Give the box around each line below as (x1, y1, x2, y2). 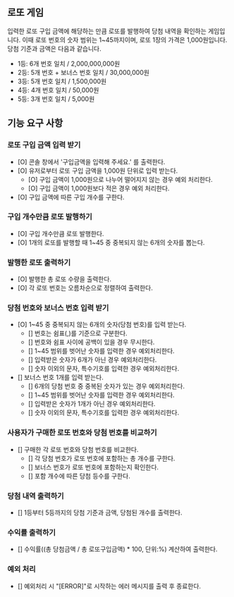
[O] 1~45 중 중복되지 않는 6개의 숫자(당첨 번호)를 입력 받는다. (17, 320, 187, 329)
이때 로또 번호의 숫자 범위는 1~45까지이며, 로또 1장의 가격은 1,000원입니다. (22, 35, 228, 44)
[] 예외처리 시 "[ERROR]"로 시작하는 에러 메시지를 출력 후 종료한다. (17, 581, 202, 590)
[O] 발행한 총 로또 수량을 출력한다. (17, 275, 111, 283)
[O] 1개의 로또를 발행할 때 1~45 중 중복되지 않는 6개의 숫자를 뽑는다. (17, 238, 205, 247)
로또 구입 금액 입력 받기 (7, 140, 81, 150)
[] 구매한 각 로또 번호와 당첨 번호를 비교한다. (17, 445, 139, 453)
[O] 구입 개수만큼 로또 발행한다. (17, 229, 104, 238)
